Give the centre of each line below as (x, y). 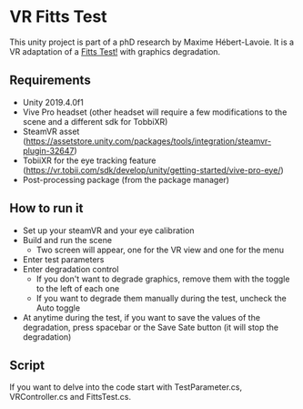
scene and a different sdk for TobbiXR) (95, 121)
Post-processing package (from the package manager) (126, 179)
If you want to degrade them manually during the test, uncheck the (161, 298)
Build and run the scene (67, 240)
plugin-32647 (48, 150)
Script (27, 365)
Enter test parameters (63, 259)
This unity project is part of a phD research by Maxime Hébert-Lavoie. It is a (151, 42)
